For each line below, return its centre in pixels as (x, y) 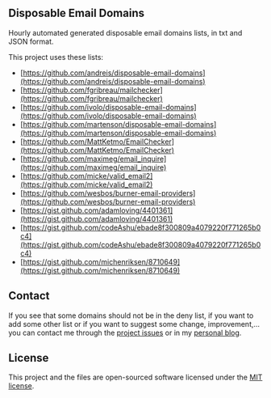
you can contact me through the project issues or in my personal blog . (125, 332)
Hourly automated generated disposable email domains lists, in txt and (125, 32)
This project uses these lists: (56, 57)
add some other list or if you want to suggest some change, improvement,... (134, 324)
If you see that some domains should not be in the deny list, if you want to (131, 315)
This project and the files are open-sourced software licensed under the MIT (135, 377)
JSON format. (31, 41)
